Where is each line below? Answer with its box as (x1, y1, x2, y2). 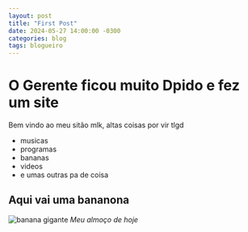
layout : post (8, 11, 53, 20)
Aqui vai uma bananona (8, 193, 129, 207)
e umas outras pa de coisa (19, 170, 109, 180)
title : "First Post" (8, 19, 78, 27)
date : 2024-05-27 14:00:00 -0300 (8, 27, 121, 35)
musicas (19, 136, 48, 146)
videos (19, 162, 43, 172)
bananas (19, 153, 50, 163)
